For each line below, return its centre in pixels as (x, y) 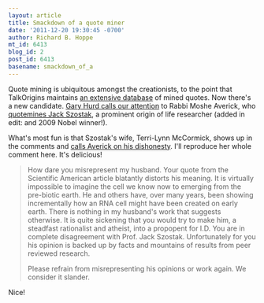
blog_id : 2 (26, 52)
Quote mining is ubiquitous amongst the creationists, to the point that (120, 89)
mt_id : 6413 (28, 45)
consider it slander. (59, 277)
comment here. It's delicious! (55, 154)
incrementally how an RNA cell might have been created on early (133, 203)
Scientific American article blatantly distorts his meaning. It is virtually (141, 178)
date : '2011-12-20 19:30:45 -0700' (67, 30)
